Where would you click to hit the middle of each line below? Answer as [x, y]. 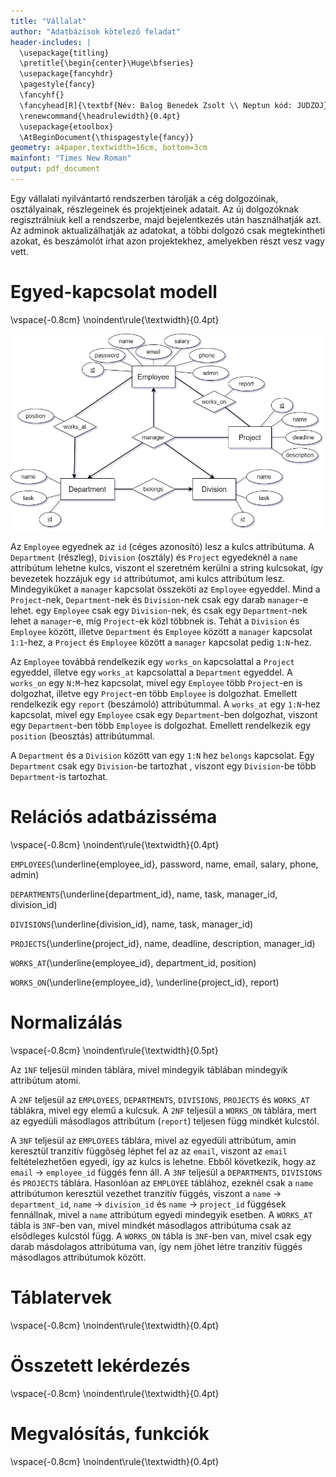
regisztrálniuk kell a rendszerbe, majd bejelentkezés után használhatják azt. [166, 219]
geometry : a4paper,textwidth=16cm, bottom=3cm [109, 148]
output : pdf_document [55, 169]
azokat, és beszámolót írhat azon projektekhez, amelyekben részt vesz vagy [167, 241]
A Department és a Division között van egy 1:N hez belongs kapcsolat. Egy [162, 756]
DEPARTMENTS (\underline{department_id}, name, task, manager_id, [144, 894]
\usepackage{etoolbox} [66, 126]
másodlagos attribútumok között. [78, 1257]
